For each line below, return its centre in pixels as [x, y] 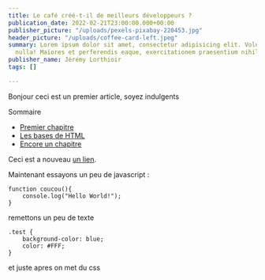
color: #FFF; [44, 246]
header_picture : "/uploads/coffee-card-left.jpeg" [93, 38]
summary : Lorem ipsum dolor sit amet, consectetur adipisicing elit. [125, 45]
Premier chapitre [47, 127]
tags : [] [22, 67]
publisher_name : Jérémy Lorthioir [65, 60]
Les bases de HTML [52, 135]
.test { [21, 232]
